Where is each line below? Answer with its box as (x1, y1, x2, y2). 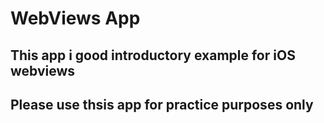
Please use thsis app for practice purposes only (10, 96, 314, 113)
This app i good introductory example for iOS (10, 47, 296, 64)
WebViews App (10, 7, 141, 30)
